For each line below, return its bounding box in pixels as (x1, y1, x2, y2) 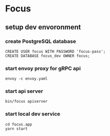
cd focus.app (5, 122, 32, 127)
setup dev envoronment (5, 23, 81, 31)
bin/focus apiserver (5, 99, 48, 104)
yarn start (5, 126, 28, 131)
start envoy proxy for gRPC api (5, 65, 81, 72)
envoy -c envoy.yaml (5, 76, 48, 81)
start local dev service (5, 111, 61, 118)
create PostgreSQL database (5, 38, 76, 45)
